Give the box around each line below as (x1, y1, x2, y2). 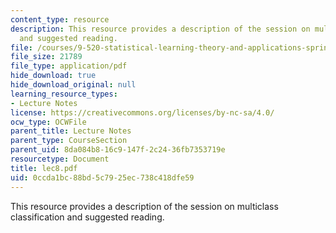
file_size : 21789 (10, 52, 83, 62)
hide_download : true (10, 71, 97, 81)
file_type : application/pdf (10, 61, 128, 71)
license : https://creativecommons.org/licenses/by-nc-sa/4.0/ (10, 107, 275, 118)
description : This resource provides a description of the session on (10, 24, 311, 34)
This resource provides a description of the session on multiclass (10, 200, 279, 212)
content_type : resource (10, 14, 110, 25)
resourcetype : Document (10, 154, 110, 164)
